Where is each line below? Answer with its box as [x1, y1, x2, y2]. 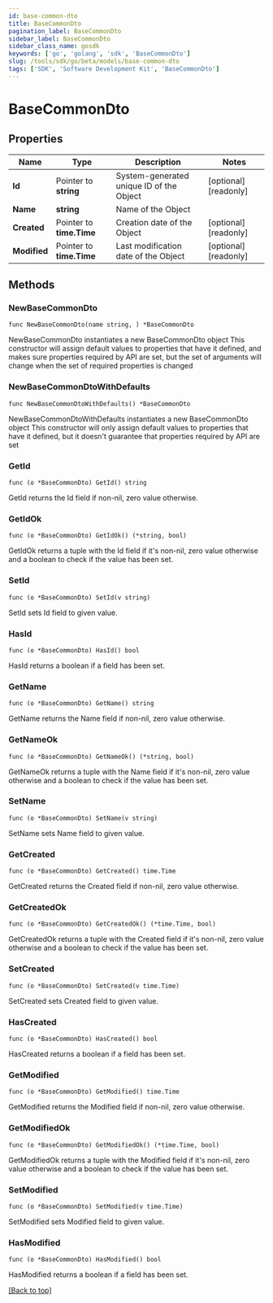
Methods [8, 278, 55, 292]
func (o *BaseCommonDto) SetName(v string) [8, 814, 158, 822]
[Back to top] [8, 1286, 52, 1296]
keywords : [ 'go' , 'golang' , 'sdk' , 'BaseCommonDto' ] [8, 50, 191, 58]
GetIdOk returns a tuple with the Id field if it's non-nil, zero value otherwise [8, 546, 258, 556]
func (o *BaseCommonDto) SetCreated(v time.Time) [8, 982, 180, 990]
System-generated [115, 170, 189, 181]
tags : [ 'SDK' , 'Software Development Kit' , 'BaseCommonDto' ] [8, 65, 220, 73]
